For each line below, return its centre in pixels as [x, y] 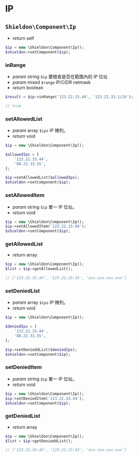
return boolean [28, 88]
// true [13, 106]
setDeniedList [23, 291]
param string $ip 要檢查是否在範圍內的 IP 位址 [60, 77]
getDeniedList [23, 416]
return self [23, 38]
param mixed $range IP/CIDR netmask [52, 82]
